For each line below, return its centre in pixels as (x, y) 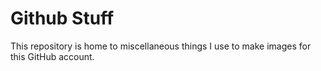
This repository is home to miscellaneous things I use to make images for (161, 46)
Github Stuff (62, 18)
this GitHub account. (52, 56)
